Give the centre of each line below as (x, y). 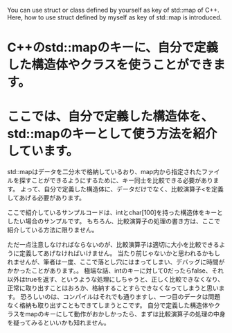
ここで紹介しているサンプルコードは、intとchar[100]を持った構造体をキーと (115, 213)
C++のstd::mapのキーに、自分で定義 (113, 48)
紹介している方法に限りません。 (53, 230)
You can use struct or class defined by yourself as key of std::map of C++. (113, 10)
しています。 (43, 151)
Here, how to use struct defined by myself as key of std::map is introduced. (115, 17)
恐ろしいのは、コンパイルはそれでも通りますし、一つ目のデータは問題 (121, 297)
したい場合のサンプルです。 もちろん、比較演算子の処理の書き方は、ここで (114, 221)
